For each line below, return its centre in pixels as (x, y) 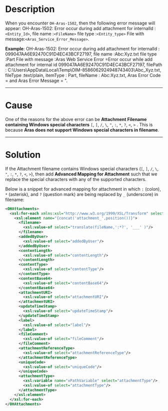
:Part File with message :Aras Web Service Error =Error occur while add (79, 59)
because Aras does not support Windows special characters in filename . (82, 130)
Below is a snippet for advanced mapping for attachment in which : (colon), (83, 189)
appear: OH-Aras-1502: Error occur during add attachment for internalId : (80, 28)
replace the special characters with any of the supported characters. (76, 179)
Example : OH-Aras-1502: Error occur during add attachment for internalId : (82, 48)
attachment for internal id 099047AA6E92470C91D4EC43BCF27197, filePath (84, 64)
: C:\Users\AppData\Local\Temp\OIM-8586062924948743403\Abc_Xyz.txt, (83, 70)
